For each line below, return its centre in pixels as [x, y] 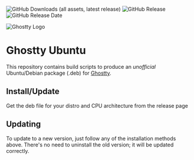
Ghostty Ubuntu [46, 51]
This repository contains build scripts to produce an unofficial [81, 66]
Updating [24, 124]
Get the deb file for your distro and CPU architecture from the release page [97, 105]
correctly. [18, 151]
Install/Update [33, 91]
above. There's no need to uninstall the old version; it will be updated [90, 145]
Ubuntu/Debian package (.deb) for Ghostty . [59, 73]
